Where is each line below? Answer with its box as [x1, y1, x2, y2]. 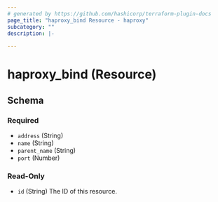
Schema [7, 94, 44, 106]
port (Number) [17, 154, 60, 162]
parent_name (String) [17, 147, 76, 154]
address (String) [17, 131, 64, 140]
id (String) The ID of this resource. [17, 187, 118, 196]
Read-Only [7, 171, 46, 181]
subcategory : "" [7, 23, 55, 30]
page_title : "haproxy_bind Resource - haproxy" [7, 17, 149, 24]
